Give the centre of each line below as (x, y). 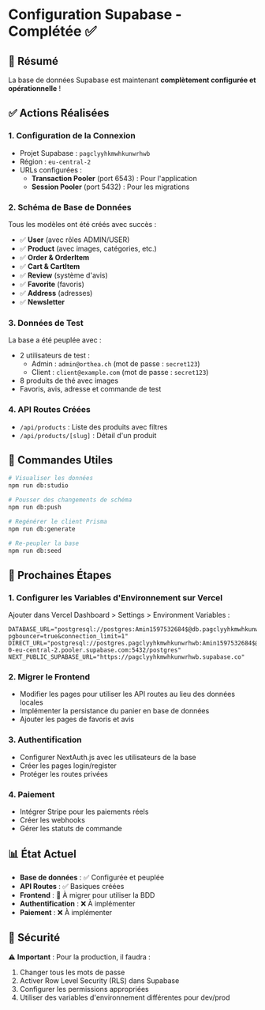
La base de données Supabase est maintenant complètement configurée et (132, 80)
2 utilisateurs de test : (55, 356)
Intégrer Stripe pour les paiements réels (84, 811)
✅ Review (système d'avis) (63, 275)
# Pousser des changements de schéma (70, 500)
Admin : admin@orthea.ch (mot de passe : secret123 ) (116, 364)
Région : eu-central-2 (55, 161)
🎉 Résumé (34, 61)
